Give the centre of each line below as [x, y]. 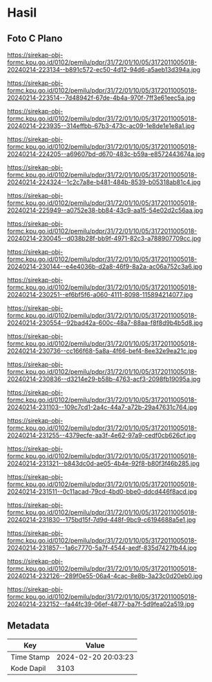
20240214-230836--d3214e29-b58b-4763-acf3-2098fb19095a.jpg [104, 379]
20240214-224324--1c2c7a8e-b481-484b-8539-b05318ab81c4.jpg [104, 182]
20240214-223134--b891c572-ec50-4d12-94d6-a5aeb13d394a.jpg [104, 70]
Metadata [28, 626]
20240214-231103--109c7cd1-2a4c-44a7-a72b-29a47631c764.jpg [102, 407]
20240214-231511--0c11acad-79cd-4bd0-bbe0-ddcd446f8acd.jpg [102, 492]
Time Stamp [30, 657]
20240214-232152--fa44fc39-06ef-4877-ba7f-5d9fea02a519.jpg [101, 604]
